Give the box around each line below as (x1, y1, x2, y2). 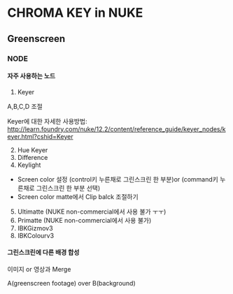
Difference (17, 153, 48, 161)
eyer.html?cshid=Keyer (7, 132, 73, 140)
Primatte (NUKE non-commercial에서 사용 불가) (17, 216, 152, 224)
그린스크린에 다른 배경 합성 (7, 248, 80, 256)
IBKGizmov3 (17, 223, 54, 232)
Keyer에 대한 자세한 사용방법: (7, 117, 87, 125)
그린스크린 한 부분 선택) (36, 184, 101, 192)
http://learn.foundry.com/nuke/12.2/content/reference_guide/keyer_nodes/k (7, 124, 226, 133)
